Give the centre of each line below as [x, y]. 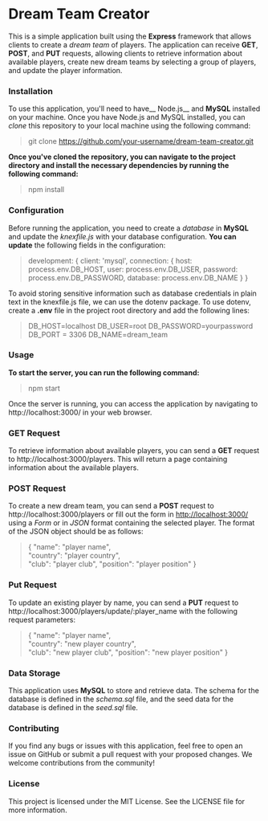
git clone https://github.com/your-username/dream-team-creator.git [141, 141]
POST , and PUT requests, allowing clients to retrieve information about [125, 53]
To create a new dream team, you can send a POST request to [111, 506]
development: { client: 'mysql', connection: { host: [110, 260]
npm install [46, 190]
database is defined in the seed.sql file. [73, 708]
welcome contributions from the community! [81, 763]
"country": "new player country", [82, 643]
